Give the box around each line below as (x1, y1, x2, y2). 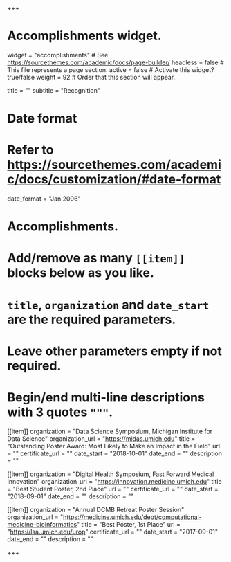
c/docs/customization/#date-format (7, 172, 221, 188)
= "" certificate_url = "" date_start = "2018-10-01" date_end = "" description (7, 449, 223, 457)
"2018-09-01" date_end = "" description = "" (7, 492, 134, 500)
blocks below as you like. (7, 265, 154, 281)
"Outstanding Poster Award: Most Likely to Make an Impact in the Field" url (7, 442, 220, 450)
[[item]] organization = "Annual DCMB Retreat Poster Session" (7, 505, 185, 514)
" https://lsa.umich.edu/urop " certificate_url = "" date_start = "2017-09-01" (7, 527, 219, 536)
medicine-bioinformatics (7, 520, 77, 528)
